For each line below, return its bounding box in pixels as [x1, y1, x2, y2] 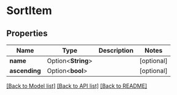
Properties [6, 28, 48, 39]
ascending [9, 67, 41, 75]
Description [98, 47, 134, 55]
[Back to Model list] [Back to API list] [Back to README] [6, 82, 147, 89]
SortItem [6, 4, 52, 18]
